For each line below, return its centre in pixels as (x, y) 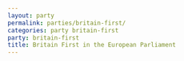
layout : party (31, 15)
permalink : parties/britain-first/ (67, 23)
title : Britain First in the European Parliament (92, 45)
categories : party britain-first (63, 30)
